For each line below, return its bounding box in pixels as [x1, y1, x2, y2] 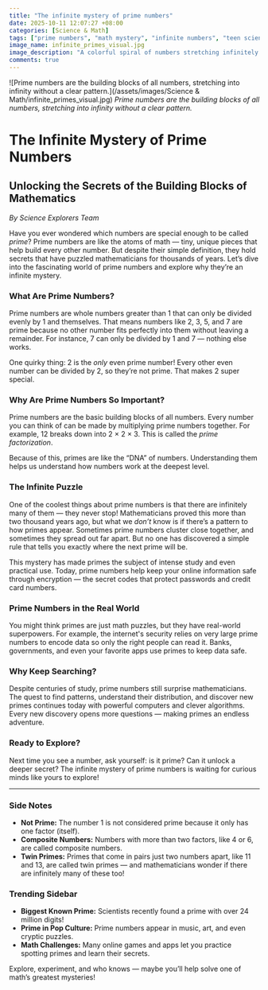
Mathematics [9, 192, 76, 205]
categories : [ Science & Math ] [9, 26, 110, 34]
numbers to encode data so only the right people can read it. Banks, [9, 638, 232, 647]
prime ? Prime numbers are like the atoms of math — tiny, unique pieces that [9, 236, 258, 247]
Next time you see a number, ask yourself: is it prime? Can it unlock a [9, 755, 235, 765]
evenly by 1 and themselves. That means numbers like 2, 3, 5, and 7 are [9, 317, 243, 327]
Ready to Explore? [9, 737, 81, 748]
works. [9, 343, 32, 352]
